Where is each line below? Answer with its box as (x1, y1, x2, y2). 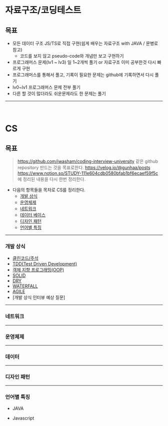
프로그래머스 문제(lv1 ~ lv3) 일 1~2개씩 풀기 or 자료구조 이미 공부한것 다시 (12, 59, 156, 65)
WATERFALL (12, 283, 38, 289)
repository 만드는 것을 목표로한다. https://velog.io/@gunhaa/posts (17, 165, 150, 171)
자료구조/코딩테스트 (5, 5, 81, 16)
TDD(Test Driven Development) (12, 261, 77, 267)
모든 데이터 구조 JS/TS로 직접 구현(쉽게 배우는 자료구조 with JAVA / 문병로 (12, 41, 158, 46)
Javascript (12, 415, 34, 421)
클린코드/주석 (12, 255, 39, 261)
